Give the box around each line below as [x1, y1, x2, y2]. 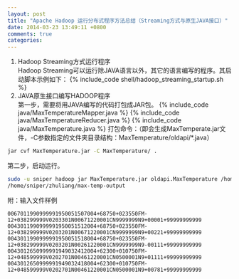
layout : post [7, 10, 46, 18]
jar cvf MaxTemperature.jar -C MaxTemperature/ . [7, 147, 158, 155]
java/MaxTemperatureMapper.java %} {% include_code [17, 108, 180, 117]
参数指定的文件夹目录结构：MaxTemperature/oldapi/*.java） [38, 133, 213, 142]
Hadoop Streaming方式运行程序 [17, 58, 111, 66]
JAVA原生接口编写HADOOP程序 [17, 92, 111, 100]
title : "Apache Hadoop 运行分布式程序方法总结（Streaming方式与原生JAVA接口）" [7, 17, 228, 24]
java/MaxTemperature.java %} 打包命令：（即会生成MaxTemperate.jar [17, 125, 221, 133]
